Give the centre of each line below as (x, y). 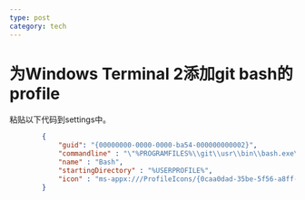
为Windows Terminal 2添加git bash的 (151, 74)
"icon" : (74, 179)
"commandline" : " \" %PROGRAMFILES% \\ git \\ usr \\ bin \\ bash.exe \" (180, 154)
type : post (30, 18)
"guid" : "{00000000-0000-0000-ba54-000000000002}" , (157, 146)
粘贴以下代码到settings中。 (60, 119)
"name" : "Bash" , (91, 162)
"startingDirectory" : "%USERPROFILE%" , (135, 170)
